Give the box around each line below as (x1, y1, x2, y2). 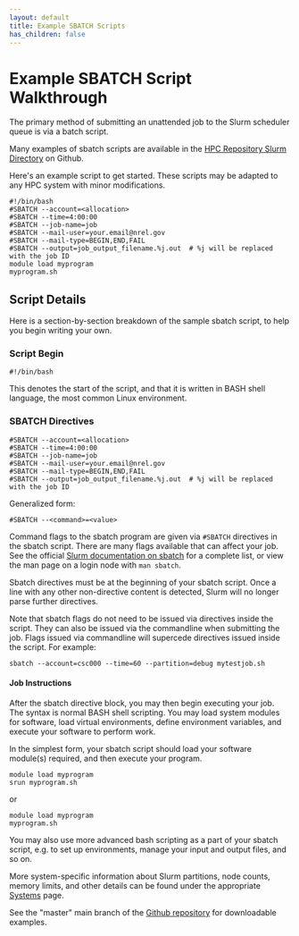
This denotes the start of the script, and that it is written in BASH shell (9, 384, 266, 394)
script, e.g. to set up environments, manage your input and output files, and (9, 844, 287, 855)
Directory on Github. (9, 153, 85, 164)
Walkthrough (9, 87, 108, 107)
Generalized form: (9, 498, 76, 509)
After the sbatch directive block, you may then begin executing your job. (9, 697, 275, 708)
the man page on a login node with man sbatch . (9, 560, 181, 570)
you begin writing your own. (9, 325, 112, 336)
